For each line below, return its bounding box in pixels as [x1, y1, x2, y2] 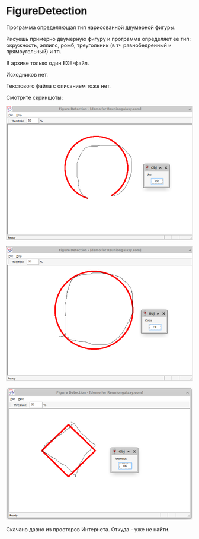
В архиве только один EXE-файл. [6, 59, 89, 66]
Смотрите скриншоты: [6, 94, 63, 101]
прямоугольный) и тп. [6, 47, 62, 55]
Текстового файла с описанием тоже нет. [6, 82, 111, 90]
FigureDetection [6, 4, 88, 18]
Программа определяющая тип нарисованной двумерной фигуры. [6, 24, 176, 31]
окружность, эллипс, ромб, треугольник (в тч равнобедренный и [6, 42, 172, 49]
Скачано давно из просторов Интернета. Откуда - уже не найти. [6, 525, 170, 532]
